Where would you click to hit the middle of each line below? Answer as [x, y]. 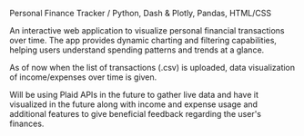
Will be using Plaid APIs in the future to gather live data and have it [134, 95]
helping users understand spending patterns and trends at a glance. [137, 50]
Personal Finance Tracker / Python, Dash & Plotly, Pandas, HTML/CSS [140, 13]
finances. [27, 123]
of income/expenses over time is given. [83, 77]
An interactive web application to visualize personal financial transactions [147, 30]
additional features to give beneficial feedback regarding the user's [136, 114]
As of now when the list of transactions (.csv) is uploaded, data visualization [152, 68]
